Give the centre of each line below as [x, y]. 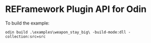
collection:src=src [25, 36]
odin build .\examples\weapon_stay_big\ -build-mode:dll [66, 32]
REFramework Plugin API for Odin [76, 9]
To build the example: [27, 23]
